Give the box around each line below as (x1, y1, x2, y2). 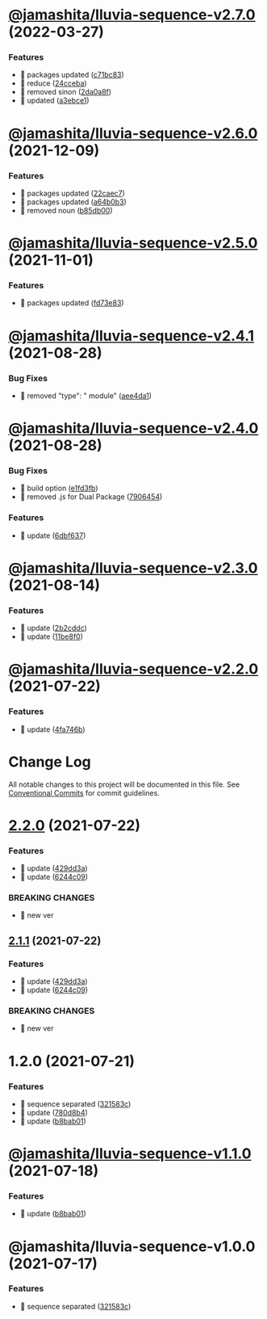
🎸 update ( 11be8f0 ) (19, 632, 83, 641)
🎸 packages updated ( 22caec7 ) (19, 188, 125, 198)
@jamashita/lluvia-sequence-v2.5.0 (8, 234, 258, 252)
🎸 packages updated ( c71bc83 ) (19, 70, 125, 80)
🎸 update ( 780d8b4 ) (19, 1107, 89, 1117)
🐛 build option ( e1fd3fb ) (19, 483, 98, 494)
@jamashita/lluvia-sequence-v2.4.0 (8, 419, 259, 438)
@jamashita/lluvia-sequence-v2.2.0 (8, 660, 259, 678)
